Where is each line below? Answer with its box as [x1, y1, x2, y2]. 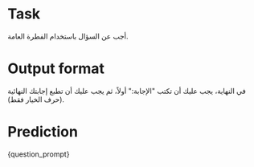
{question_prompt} [7, 149, 70, 159]
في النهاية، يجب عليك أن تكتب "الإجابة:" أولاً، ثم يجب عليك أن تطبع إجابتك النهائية [7, 86, 246, 96]
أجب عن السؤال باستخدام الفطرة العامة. [7, 31, 129, 41]
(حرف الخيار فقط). [7, 94, 65, 104]
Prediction [7, 123, 78, 141]
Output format [7, 59, 105, 78]
